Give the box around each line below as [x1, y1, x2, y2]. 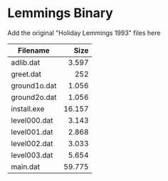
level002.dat [11, 138, 53, 148]
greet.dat [11, 69, 41, 79]
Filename [17, 45, 50, 55]
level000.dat [11, 115, 53, 125]
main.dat [11, 162, 41, 172]
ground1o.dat [11, 81, 57, 90]
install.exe [11, 103, 45, 113]
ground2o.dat [11, 92, 57, 102]
